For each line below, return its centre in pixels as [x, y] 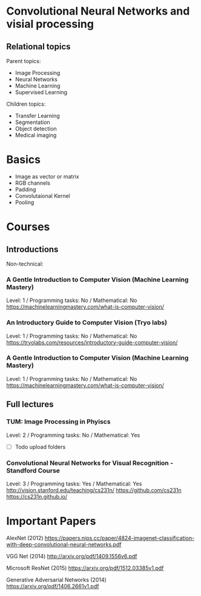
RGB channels [32, 183]
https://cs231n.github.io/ [37, 496]
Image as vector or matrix [47, 176]
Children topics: [26, 104]
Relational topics [38, 46]
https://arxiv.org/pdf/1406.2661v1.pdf [53, 586]
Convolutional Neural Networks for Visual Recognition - [90, 463]
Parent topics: [24, 61]
